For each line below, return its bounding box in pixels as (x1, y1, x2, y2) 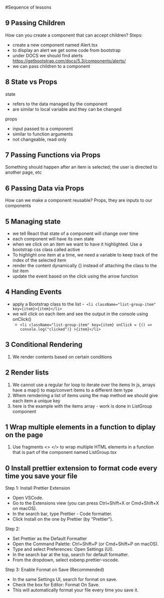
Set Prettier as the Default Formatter (12, 536, 87, 542)
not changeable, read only (12, 136, 66, 142)
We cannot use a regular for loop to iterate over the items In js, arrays (12, 382, 155, 388)
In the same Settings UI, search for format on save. (12, 576, 117, 582)
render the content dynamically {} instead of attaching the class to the (12, 263, 157, 269)
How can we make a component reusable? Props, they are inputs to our (5, 197, 152, 203)
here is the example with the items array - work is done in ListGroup (12, 403, 152, 409)
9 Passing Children (5, 19, 65, 27)
